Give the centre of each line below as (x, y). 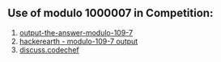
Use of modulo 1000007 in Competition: (110, 13)
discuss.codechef (49, 50)
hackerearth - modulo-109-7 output (79, 41)
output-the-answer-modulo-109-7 (76, 32)
